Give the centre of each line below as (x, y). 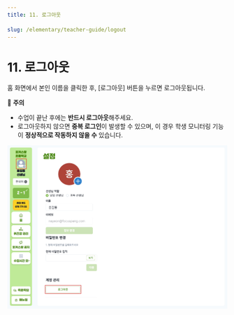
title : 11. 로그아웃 (34, 15)
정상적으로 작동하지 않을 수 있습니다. (74, 135)
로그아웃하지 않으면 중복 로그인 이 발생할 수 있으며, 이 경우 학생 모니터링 (114, 127)
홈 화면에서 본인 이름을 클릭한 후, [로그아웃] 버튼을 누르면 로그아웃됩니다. (106, 88)
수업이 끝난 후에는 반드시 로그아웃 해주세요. (75, 118)
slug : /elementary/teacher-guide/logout (67, 29)
